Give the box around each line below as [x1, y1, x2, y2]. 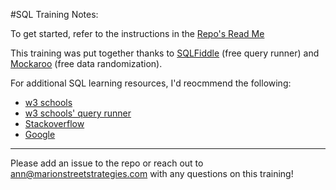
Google [24, 129, 56, 140]
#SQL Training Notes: [10, 9, 99, 20]
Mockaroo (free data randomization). [10, 58, 163, 69]
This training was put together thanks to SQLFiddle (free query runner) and [10, 47, 320, 59]
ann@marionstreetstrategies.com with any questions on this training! [10, 168, 294, 179]
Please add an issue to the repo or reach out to [10, 157, 204, 169]
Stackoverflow [24, 118, 85, 129]
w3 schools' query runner [24, 107, 132, 119]
